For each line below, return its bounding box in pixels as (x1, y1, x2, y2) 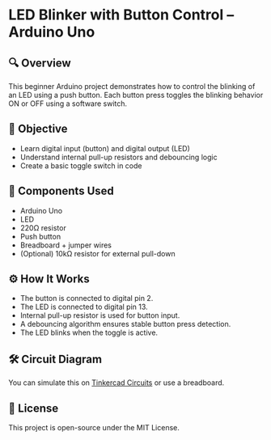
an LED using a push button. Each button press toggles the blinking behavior (8, 91, 264, 99)
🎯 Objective (8, 122, 68, 136)
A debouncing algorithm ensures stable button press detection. (19, 319, 231, 329)
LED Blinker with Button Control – (8, 6, 235, 24)
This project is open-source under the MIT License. (8, 423, 180, 433)
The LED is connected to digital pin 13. (19, 302, 148, 312)
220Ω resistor (19, 222, 66, 232)
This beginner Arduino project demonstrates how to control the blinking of (8, 82, 256, 91)
